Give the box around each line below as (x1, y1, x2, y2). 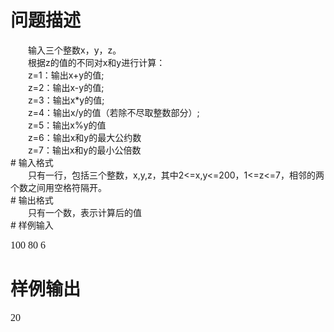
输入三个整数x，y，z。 (27, 44, 122, 56)
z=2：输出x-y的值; (27, 81, 105, 93)
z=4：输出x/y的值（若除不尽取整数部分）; (27, 106, 200, 118)
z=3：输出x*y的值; (27, 94, 105, 106)
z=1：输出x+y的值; (27, 69, 105, 81)
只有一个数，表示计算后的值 (27, 206, 142, 218)
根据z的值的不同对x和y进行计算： (27, 56, 166, 68)
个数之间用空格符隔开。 (10, 181, 107, 193)
